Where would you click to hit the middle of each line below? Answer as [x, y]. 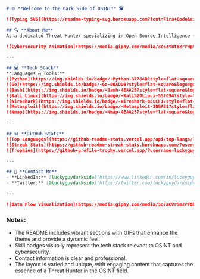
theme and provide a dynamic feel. [57, 239]
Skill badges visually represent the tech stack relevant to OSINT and [98, 246]
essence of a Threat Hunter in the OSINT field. [72, 271]
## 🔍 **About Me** [30, 30]
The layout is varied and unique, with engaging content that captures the [104, 265]
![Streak [17, 145]
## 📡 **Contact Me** [32, 172]
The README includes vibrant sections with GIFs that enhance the [96, 233]
